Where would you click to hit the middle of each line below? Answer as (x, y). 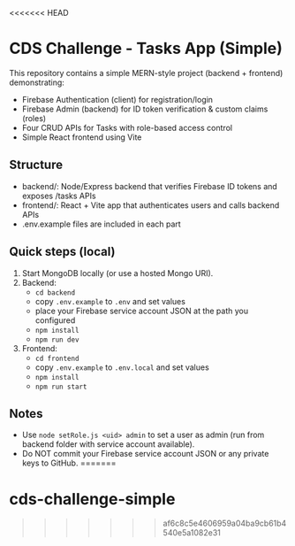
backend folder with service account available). (108, 444)
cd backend (55, 292)
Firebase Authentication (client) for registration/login (117, 99)
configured (55, 320)
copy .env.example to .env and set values (110, 301)
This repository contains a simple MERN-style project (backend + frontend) (146, 73)
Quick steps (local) (62, 252)
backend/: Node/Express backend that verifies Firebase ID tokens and (150, 186)
